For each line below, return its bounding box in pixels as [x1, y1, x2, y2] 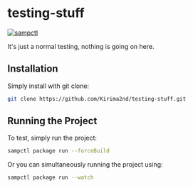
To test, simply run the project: [7, 133, 98, 143]
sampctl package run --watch [7, 174, 94, 182]
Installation [7, 62, 58, 75]
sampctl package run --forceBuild [7, 148, 110, 155]
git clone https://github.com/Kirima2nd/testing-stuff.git [7, 95, 187, 102]
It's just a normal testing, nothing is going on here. [7, 42, 155, 50]
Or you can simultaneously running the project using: [7, 160, 163, 169]
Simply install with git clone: [7, 82, 90, 90]
